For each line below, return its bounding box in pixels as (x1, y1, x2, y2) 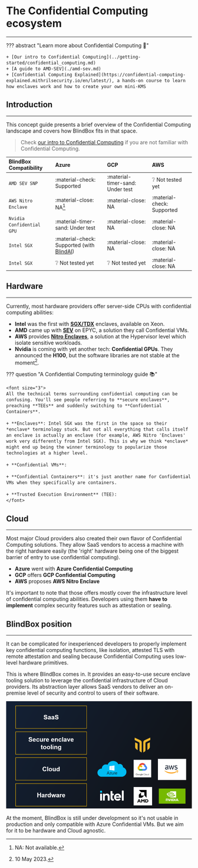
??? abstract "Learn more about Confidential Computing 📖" (6, 41, 149, 49)
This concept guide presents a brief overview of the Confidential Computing (6, 121, 192, 128)
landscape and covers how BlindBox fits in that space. (6, 127, 138, 134)
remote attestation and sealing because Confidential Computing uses (6, 653, 174, 660)
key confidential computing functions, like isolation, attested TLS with (6, 647, 175, 654)
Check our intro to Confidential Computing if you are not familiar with (20, 138, 189, 146)
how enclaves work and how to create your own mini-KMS (6, 83, 146, 89)
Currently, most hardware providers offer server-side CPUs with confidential (6, 302, 192, 309)
